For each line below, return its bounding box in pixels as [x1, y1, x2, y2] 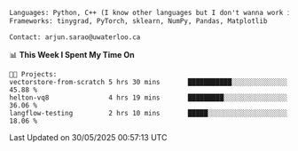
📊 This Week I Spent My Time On [9, 49, 135, 60]
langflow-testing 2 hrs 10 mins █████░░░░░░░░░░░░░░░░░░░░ [9, 108, 288, 117]
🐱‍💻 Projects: [9, 69, 58, 79]
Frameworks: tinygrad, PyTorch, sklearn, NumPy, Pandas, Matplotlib [9, 16, 268, 26]
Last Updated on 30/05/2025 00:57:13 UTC [9, 131, 168, 142]
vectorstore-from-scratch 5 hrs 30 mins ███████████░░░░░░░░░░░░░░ [9, 77, 288, 86]
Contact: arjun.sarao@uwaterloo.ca [9, 32, 141, 42]
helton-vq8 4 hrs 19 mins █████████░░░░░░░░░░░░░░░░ [9, 93, 288, 102]
